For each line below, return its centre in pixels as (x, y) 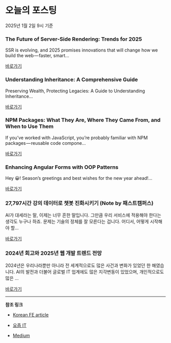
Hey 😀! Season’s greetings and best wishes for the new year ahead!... (79, 178)
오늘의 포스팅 (31, 10)
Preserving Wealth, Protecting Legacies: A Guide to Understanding (75, 91)
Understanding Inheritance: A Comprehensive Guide (72, 80)
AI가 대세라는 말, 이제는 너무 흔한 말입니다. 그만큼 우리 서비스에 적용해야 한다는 (83, 215)
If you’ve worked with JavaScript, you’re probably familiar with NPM (77, 138)
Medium (21, 335)
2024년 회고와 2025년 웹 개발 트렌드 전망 (54, 253)
